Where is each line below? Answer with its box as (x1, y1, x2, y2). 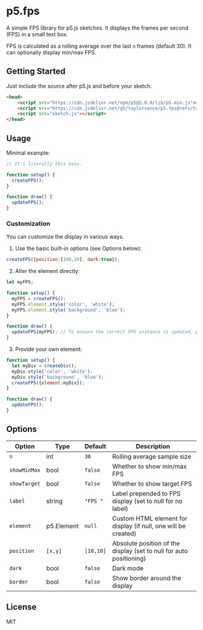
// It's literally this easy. (6, 161, 83, 167)
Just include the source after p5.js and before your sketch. (6, 82, 152, 89)
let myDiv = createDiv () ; (11, 362, 77, 369)
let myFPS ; (6, 279, 34, 285)
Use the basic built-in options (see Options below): (14, 245, 142, 252)
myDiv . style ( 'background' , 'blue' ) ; (11, 374, 104, 380)
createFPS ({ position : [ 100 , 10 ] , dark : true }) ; (6, 257, 120, 263)
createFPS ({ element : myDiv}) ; (11, 379, 85, 386)
